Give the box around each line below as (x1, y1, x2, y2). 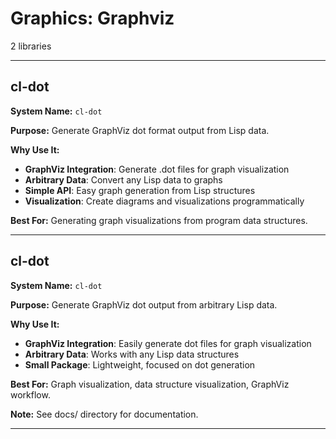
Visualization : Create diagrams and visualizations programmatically (24, 195, 305, 207)
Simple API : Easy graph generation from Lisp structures (24, 184, 256, 196)
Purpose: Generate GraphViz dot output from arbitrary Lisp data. (10, 298, 278, 311)
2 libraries (10, 40, 52, 52)
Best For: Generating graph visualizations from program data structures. (10, 214, 308, 226)
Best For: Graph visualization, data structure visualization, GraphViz (10, 378, 290, 390)
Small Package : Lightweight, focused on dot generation (24, 358, 256, 371)
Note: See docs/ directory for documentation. (10, 408, 199, 420)
